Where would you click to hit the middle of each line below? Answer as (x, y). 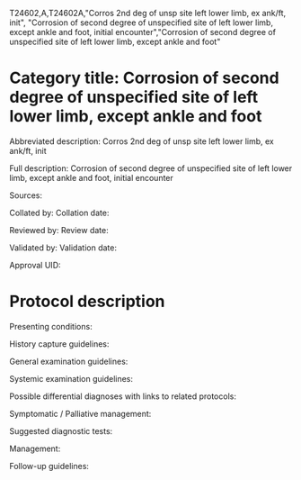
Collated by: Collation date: (59, 213)
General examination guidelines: (69, 361)
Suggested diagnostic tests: (61, 430)
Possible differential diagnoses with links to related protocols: (123, 396)
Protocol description (87, 302)
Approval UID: (35, 265)
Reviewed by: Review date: (59, 230)
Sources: (26, 195)
